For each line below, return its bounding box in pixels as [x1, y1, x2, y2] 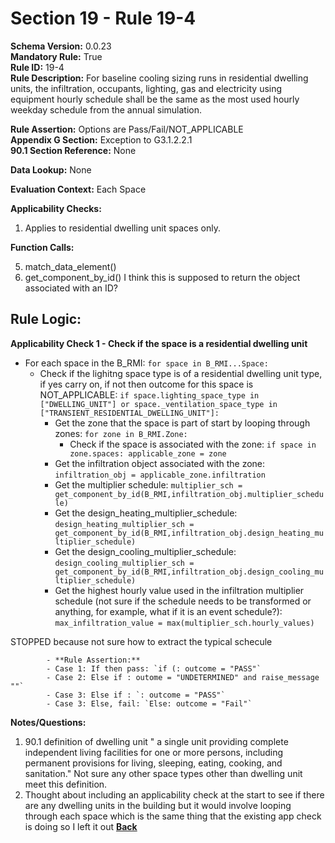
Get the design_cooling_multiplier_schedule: [54, 545, 237, 557]
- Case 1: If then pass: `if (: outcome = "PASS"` [46, 663, 262, 674]
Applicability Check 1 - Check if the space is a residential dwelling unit [10, 337, 308, 349]
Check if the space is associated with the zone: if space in [69, 438, 317, 450]
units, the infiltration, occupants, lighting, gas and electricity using [10, 82, 283, 94]
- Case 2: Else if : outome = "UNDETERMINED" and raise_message [46, 672, 320, 682]
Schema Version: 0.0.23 [10, 40, 112, 52]
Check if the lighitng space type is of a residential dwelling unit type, [39, 367, 323, 379]
